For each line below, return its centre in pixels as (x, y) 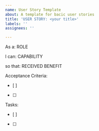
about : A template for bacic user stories (50, 14)
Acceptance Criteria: (26, 76)
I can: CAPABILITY (24, 57)
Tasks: (12, 105)
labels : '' (16, 24)
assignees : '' (20, 28)
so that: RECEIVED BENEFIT (34, 66)
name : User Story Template (33, 10)
